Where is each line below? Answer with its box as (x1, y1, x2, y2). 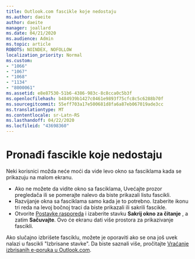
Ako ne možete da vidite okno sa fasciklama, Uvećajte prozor (14, 185, 162, 192)
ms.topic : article (6, 42, 51, 47)
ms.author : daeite (6, 14, 51, 20)
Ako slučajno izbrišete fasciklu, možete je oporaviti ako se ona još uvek (6, 234, 177, 241)
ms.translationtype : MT (6, 107, 64, 113)
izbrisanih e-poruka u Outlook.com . (6, 246, 92, 253)
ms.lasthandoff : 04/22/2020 (6, 118, 75, 124)
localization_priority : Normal (6, 52, 83, 58)
